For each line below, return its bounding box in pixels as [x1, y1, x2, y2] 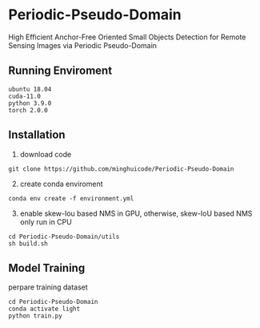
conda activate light [8, 305, 81, 314]
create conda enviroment [19, 179, 103, 188]
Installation [8, 128, 66, 142]
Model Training [8, 261, 86, 274]
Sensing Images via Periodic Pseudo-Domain [8, 40, 158, 50]
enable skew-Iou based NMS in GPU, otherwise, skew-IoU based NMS [19, 209, 253, 218]
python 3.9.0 [8, 99, 52, 107]
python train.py [8, 312, 62, 320]
